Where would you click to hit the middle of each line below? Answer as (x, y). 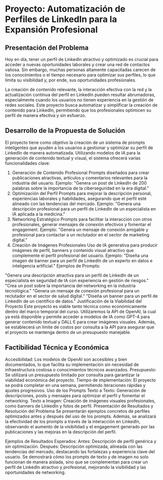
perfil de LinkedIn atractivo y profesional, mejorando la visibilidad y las (76, 467)
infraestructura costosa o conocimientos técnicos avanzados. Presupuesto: (81, 369)
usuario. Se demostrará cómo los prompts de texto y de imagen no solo (77, 457)
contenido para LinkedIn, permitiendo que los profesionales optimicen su (78, 110)
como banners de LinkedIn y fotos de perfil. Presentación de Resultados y (79, 406)
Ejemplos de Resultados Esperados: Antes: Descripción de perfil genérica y (81, 441)
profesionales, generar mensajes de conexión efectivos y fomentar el (81, 224)
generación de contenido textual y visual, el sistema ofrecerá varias (73, 158)
